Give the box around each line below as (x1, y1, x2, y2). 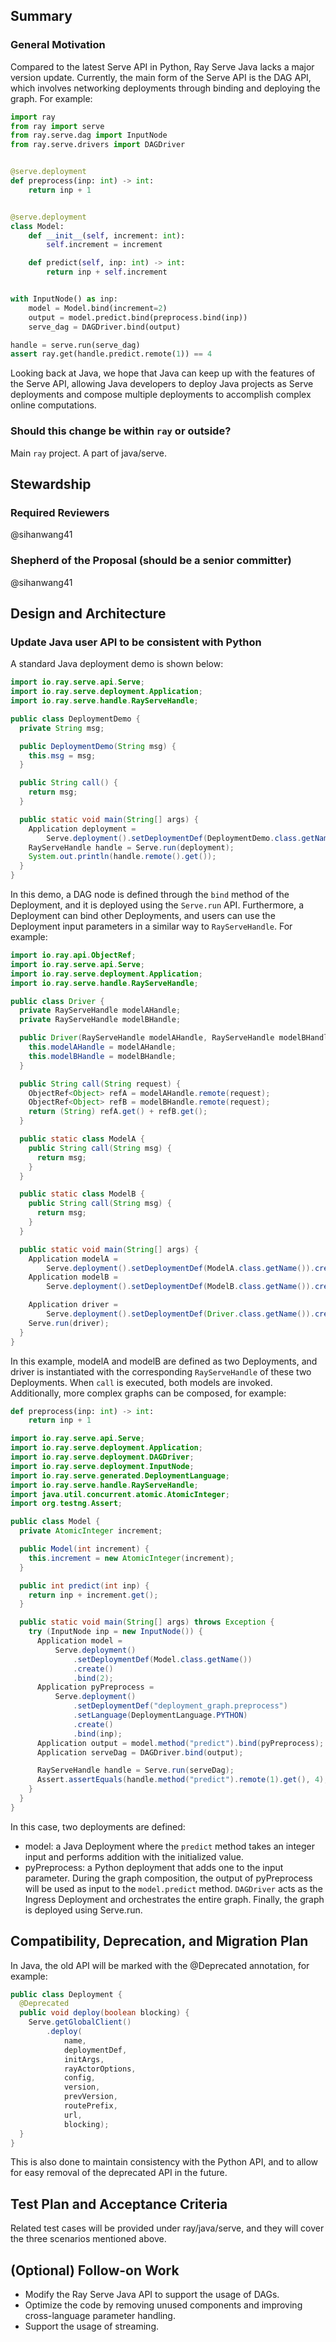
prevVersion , (63, 2092, 118, 2102)
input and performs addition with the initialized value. (24, 1850, 244, 1863)
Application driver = (28, 1300, 118, 1310)
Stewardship (10, 476, 92, 493)
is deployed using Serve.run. (24, 1904, 143, 1916)
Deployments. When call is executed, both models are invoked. (10, 1376, 273, 1388)
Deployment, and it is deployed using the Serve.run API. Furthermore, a (10, 899, 305, 911)
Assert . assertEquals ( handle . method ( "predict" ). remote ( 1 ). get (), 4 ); (36, 1775, 329, 1785)
